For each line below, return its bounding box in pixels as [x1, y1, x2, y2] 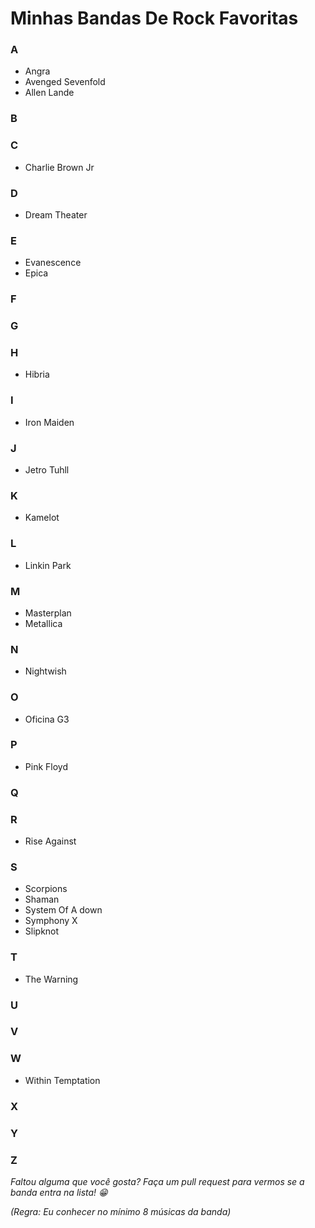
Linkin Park [24, 559, 72, 571]
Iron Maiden [24, 416, 75, 428]
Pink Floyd [24, 760, 68, 772]
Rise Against [24, 835, 77, 847]
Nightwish [24, 665, 67, 677]
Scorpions [24, 883, 68, 895]
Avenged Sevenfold [24, 76, 106, 88]
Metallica [24, 617, 63, 629]
